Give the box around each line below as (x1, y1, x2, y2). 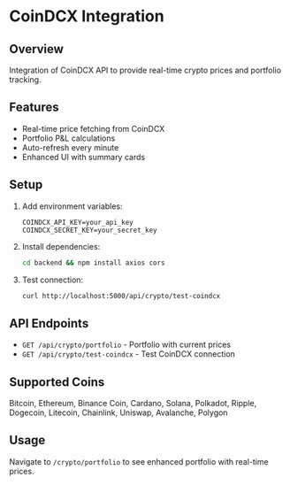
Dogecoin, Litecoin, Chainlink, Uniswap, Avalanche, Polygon (9, 407, 228, 418)
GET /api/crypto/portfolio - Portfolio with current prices (21, 339, 232, 350)
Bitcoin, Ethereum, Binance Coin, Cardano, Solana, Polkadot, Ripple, (9, 398, 257, 408)
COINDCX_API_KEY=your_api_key (21, 218, 134, 227)
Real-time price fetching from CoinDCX (21, 123, 165, 134)
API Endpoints (9, 316, 89, 331)
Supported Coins (9, 374, 105, 389)
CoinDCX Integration (9, 6, 165, 27)
